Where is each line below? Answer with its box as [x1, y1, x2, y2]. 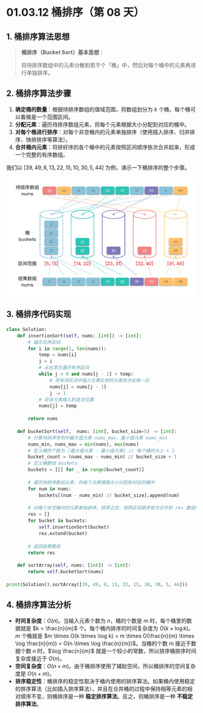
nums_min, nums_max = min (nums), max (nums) [28, 441, 139, 448]
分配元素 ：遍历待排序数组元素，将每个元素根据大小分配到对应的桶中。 [14, 120, 190, 128]
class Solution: [6, 326, 47, 333]
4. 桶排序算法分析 [6, 600, 71, 610]
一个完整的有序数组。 [14, 151, 68, 158]
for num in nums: [28, 486, 71, 492]
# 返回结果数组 [28, 543, 60, 549]
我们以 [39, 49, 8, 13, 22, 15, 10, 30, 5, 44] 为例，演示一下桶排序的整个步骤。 [6, 164, 190, 171]
